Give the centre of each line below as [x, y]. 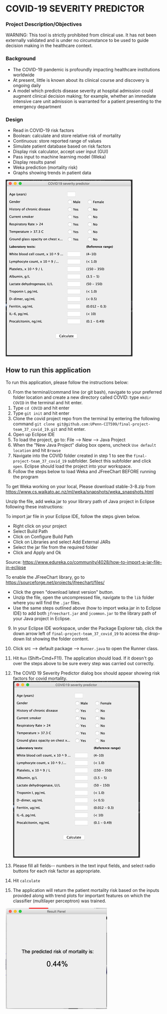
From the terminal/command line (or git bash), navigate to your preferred [87, 392]
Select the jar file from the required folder [55, 547]
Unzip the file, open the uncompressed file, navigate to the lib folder [83, 597]
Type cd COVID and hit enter [41, 408]
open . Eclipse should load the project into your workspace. [72, 466]
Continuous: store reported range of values [57, 141]
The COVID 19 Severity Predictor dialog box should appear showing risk [86, 673]
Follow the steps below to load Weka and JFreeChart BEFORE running [84, 471]
